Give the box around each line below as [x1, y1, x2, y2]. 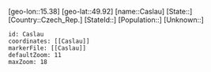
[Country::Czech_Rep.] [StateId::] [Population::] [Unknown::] [8, 15, 204, 25]
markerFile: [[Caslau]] [8, 44, 87, 52]
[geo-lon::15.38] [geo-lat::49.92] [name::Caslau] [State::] [8, 7, 193, 16]
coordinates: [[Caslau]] [8, 37, 90, 45]
